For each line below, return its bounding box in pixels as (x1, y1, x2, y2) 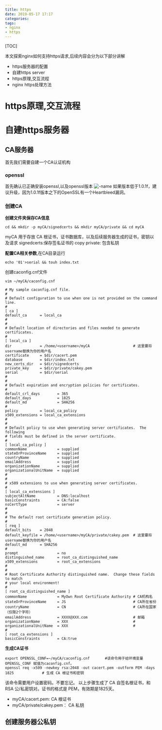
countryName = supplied (5, 455, 79, 460)
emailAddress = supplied (5, 459, 79, 464)
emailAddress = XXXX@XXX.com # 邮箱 (5, 615, 145, 620)
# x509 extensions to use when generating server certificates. (5, 480, 138, 486)
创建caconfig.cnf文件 (5, 269, 48, 275)
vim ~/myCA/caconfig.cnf (5, 278, 55, 284)
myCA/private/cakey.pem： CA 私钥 (12, 702, 84, 708)
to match (5, 576, 23, 581)
